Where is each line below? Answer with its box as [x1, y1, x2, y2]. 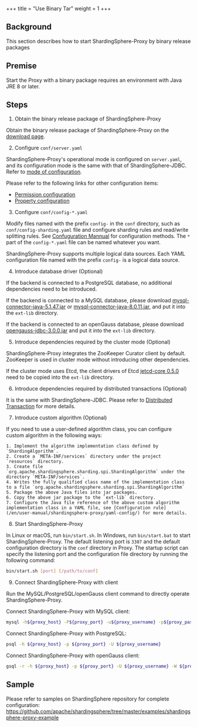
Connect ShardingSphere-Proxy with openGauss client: [6, 652, 140, 659]
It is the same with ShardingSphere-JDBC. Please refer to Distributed [6, 396, 173, 403]
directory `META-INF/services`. [6, 474, 85, 480]
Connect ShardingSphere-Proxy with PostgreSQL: [6, 630, 127, 637]
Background [6, 22, 52, 32]
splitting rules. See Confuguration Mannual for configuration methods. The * [6, 232, 191, 240]
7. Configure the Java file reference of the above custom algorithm [6, 500, 180, 506]
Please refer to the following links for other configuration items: [6, 179, 159, 187]
